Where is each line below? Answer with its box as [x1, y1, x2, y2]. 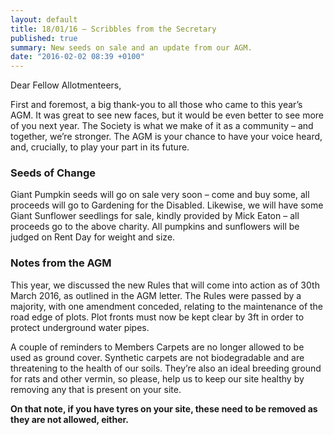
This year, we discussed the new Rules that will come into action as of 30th [10, 279, 320, 291]
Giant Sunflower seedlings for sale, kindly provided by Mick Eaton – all [10, 210, 300, 222]
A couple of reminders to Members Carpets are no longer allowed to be [10, 341, 305, 353]
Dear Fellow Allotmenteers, [10, 79, 122, 91]
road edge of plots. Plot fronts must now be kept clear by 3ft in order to [10, 311, 305, 323]
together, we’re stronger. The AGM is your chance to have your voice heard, [10, 131, 323, 143]
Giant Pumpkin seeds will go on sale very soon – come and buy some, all [10, 189, 310, 201]
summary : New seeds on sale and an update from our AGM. [10, 42, 253, 53]
